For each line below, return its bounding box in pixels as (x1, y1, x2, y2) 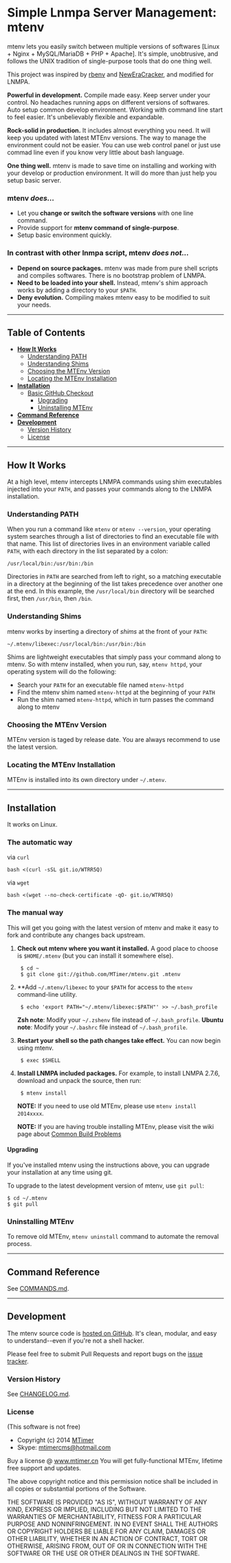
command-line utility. (16, 990, 78, 998)
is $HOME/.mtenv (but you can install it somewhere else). (16, 951, 174, 960)
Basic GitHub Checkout (27, 389, 94, 397)
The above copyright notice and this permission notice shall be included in (7, 1478, 218, 1486)
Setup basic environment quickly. (16, 231, 112, 239)
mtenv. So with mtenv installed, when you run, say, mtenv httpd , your (7, 660, 203, 668)
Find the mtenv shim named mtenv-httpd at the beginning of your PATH (16, 687, 215, 696)
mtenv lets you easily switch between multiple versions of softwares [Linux (7, 42, 220, 50)
